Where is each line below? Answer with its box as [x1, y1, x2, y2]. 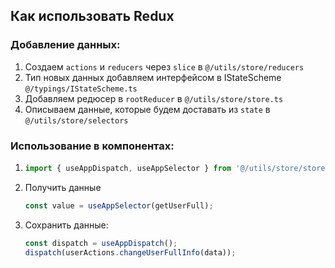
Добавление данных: [10, 38, 121, 52]
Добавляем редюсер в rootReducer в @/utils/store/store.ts [24, 92, 284, 104]
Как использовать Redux [10, 8, 175, 25]
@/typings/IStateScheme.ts [24, 84, 138, 94]
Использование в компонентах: [10, 139, 175, 153]
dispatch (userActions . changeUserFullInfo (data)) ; [24, 247, 237, 258]
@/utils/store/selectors [24, 115, 129, 126]
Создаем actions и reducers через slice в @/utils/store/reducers [24, 60, 305, 73]
